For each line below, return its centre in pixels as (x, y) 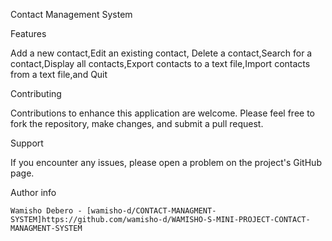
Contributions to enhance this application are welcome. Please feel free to (163, 113)
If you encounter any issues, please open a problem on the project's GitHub (166, 162)
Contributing (36, 93)
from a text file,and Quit (59, 74)
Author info (33, 192)
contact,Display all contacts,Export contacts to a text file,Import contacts (160, 63)
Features (28, 33)
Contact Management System (71, 14)
